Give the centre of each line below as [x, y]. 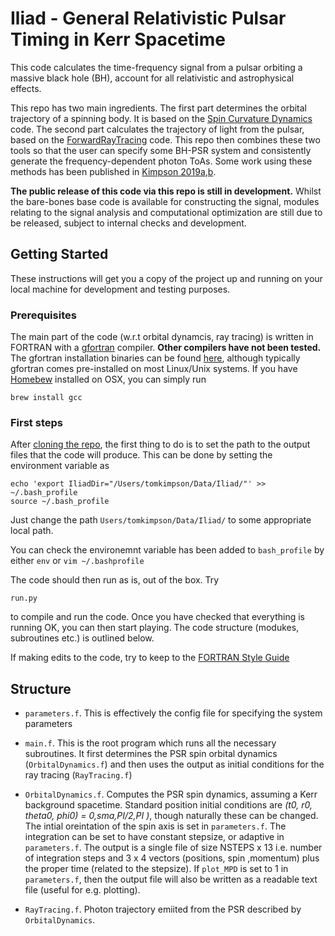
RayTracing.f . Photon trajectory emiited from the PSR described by [163, 909]
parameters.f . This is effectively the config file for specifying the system [173, 713]
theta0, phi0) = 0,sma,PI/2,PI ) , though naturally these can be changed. [171, 816]
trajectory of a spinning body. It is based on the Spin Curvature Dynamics [161, 118]
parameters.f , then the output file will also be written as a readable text [171, 879]
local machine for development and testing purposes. [120, 289]
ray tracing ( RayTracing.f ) [78, 775]
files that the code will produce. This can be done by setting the [141, 455]
